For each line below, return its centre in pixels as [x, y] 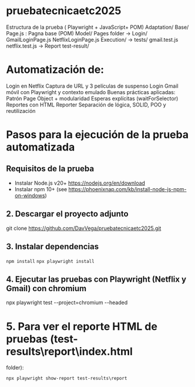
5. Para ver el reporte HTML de [82, 326]
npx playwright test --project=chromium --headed [67, 303]
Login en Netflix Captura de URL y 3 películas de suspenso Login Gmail [92, 86]
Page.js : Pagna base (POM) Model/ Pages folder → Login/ [77, 33]
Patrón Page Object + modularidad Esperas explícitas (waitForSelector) [92, 98]
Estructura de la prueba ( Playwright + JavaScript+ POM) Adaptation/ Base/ [97, 27]
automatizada [41, 147]
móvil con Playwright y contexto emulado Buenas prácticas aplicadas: [91, 92]
